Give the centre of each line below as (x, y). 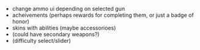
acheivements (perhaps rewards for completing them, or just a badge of (103, 15)
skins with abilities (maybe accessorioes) (64, 28)
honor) (20, 21)
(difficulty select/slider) (42, 41)
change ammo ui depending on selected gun (69, 9)
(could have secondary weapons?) (56, 34)
